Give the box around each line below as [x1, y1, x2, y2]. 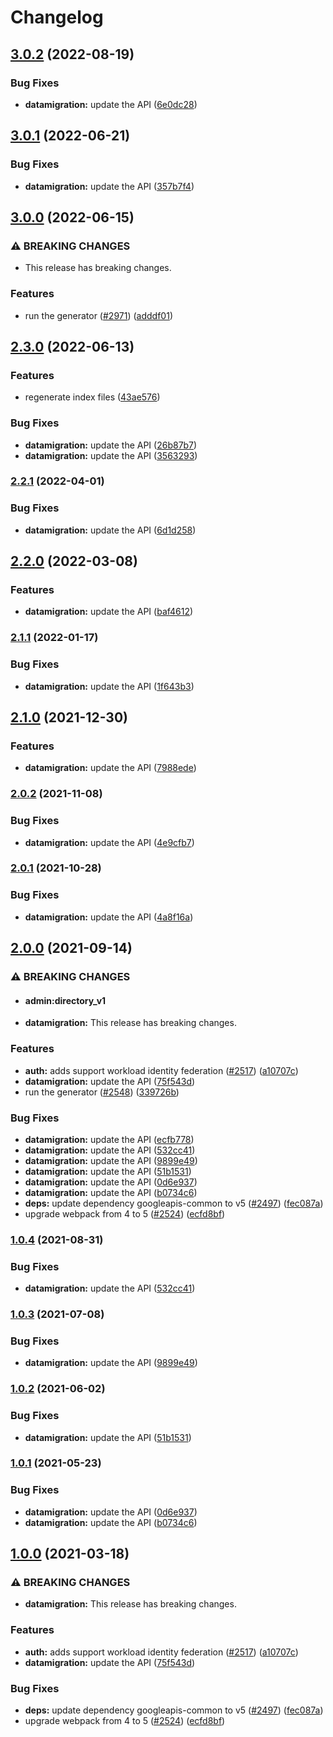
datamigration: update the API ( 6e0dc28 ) [24, 98, 198, 110]
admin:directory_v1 [24, 994, 107, 1006]
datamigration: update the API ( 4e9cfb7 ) [24, 836, 195, 848]
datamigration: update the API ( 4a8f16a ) [24, 911, 194, 923]
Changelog [10, 6, 104, 29]
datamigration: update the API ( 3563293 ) [24, 449, 198, 461]
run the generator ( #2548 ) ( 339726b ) [24, 1086, 180, 1098]
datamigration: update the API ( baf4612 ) [24, 606, 194, 618]
